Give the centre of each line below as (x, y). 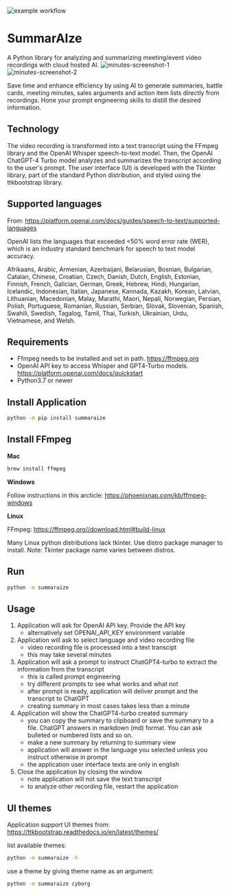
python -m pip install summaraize (57, 418)
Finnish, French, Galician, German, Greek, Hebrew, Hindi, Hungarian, (104, 284)
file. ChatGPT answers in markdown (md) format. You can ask (115, 728)
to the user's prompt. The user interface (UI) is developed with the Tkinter (112, 167)
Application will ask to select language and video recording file (106, 640)
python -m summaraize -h (43, 858)
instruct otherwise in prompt (67, 757)
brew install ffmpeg (37, 468)
